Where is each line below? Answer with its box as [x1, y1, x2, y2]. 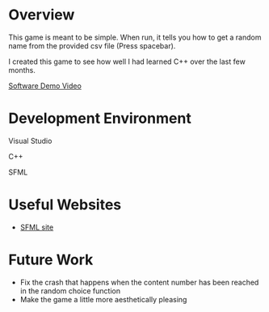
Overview [8, 6, 75, 24]
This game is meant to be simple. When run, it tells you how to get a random [8, 32, 262, 42]
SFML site [19, 222, 54, 232]
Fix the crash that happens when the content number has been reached [19, 277, 259, 287]
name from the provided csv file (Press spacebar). [8, 40, 176, 50]
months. [8, 65, 36, 74]
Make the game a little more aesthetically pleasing [19, 294, 187, 304]
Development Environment [8, 109, 191, 128]
